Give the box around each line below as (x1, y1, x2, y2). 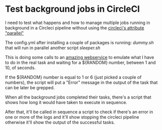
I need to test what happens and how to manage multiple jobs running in (5, 20, 150, 26)
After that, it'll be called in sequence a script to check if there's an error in (5, 109, 153, 115)
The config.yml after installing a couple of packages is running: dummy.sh (5, 39, 154, 45)
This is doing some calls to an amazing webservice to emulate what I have (5, 54, 155, 60)
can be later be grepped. (5, 84, 55, 90)
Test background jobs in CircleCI (5, 3, 140, 15)
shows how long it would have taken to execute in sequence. (5, 99, 128, 105)
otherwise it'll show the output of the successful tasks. (5, 119, 115, 125)
